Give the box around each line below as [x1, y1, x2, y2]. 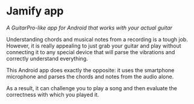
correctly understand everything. [6, 55, 89, 62]
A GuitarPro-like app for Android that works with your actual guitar [6, 24, 173, 31]
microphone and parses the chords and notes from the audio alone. [6, 73, 174, 80]
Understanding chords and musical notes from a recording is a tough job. [6, 35, 188, 43]
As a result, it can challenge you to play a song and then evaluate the [6, 84, 178, 91]
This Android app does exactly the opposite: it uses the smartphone [6, 66, 175, 73]
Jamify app [6, 4, 64, 18]
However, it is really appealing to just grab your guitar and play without [6, 42, 182, 49]
